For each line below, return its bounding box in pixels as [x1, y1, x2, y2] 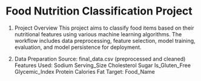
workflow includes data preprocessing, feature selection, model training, [14, 37, 196, 44]
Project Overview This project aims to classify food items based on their [14, 24, 194, 31]
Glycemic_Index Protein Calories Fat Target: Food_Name [14, 68, 156, 75]
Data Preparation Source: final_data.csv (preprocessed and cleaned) [14, 55, 186, 62]
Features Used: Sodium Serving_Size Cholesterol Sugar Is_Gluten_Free [14, 62, 191, 69]
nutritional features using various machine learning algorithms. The [14, 30, 182, 37]
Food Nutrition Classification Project [5, 4, 193, 18]
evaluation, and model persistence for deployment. [14, 44, 142, 51]
